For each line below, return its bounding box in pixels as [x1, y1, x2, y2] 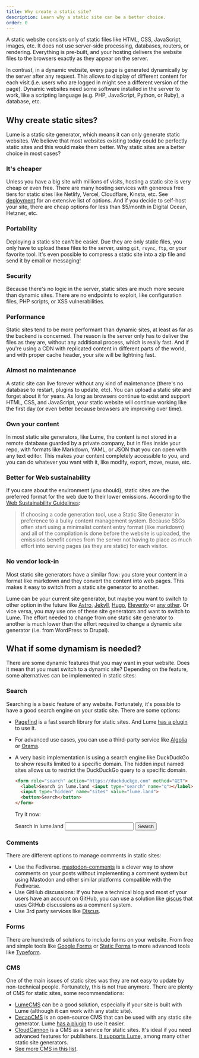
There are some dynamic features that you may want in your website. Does [6, 660, 190, 667]
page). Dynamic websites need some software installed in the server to [6, 85, 180, 93]
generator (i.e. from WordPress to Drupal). [6, 626, 110, 633]
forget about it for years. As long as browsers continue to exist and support [6, 392, 190, 400]
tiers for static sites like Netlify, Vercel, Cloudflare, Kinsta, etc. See [6, 191, 168, 198]
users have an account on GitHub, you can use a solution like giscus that [14, 895, 193, 902]
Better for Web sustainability [6, 473, 91, 482]
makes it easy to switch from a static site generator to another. [6, 583, 159, 591]
